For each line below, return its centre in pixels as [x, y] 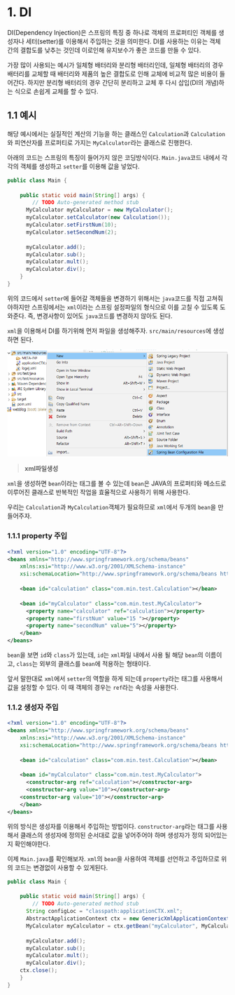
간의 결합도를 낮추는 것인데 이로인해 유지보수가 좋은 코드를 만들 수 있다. [104, 50]
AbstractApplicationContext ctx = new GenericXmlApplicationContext [128, 919]
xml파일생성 [41, 469]
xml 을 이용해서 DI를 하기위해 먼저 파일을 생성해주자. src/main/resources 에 [109, 330]
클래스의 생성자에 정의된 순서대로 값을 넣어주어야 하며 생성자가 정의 [112, 835]
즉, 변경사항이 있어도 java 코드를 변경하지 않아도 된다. [100, 316]
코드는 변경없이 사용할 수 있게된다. [61, 867]
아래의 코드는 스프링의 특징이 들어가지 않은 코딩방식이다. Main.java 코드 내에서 [114, 157]
